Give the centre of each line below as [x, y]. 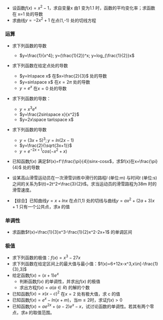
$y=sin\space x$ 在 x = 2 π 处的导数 [55, 82]
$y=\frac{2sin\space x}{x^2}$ [49, 114]
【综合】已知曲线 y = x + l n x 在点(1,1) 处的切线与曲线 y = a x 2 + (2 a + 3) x [83, 200]
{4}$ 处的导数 [26, 167]
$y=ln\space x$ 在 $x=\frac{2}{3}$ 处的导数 [63, 76]
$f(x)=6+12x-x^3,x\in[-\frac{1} [128, 264]
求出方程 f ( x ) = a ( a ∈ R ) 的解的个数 [55, 287]
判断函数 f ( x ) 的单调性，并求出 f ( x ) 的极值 [60, 281]
